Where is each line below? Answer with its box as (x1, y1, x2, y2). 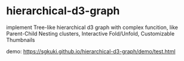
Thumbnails (6, 36, 35, 43)
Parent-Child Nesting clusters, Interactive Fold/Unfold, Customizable (6, 30, 175, 37)
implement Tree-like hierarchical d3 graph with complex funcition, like (6, 24, 178, 31)
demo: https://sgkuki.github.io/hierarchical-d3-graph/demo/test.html (6, 47, 176, 54)
